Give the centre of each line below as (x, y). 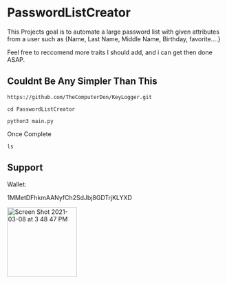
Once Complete (29, 134)
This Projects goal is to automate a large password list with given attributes (113, 32)
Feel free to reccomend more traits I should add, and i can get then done (110, 52)
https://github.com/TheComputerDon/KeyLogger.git (80, 97)
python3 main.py (30, 121)
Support (25, 167)
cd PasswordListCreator (41, 109)
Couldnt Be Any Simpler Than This (82, 81)
